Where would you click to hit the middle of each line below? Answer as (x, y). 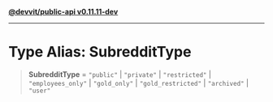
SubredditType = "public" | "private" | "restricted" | (119, 74)
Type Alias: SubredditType (100, 52)
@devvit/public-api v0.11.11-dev (63, 12)
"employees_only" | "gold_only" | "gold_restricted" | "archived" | (139, 83)
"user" (39, 91)
